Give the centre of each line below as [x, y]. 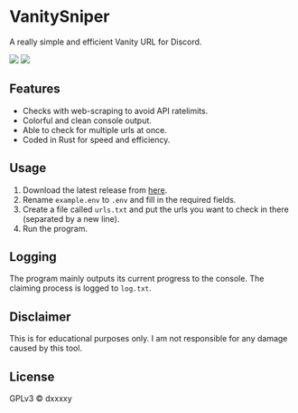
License [32, 376]
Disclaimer [40, 317]
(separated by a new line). [71, 218]
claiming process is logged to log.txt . [80, 288]
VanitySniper [60, 17]
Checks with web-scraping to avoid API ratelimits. [115, 110]
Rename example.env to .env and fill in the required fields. [129, 199]
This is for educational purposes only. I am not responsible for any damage [149, 339]
